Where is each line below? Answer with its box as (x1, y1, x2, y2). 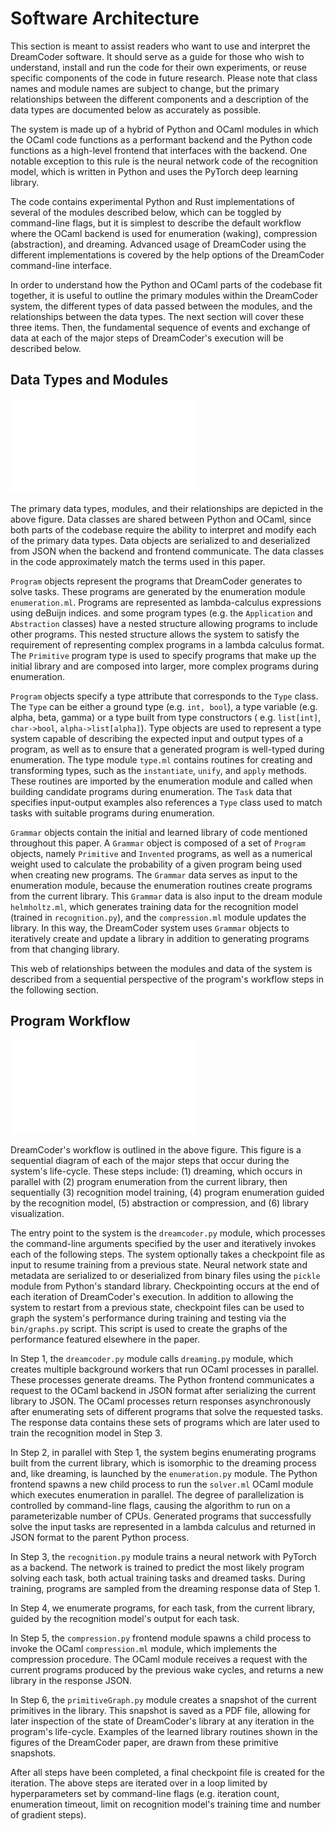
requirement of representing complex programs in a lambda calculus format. (10, 638, 325, 651)
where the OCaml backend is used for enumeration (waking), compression (10, 227, 318, 239)
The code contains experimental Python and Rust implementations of (10, 195, 296, 207)
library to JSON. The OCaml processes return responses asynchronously (10, 1395, 312, 1407)
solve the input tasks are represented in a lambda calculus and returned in (10, 1520, 317, 1532)
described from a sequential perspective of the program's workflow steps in (10, 973, 324, 985)
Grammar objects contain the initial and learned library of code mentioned (10, 826, 308, 838)
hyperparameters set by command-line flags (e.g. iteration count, (10, 1787, 280, 1799)
